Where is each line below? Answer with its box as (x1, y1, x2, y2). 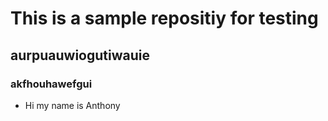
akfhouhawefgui (10, 77, 93, 91)
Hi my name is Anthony (24, 99, 121, 111)
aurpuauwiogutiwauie (10, 47, 150, 64)
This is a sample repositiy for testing (10, 7, 319, 30)
